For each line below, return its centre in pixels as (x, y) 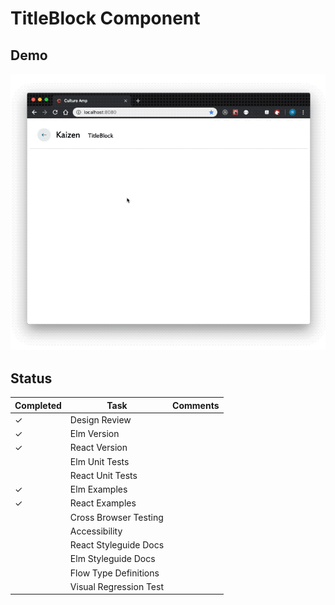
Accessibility (96, 531)
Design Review (100, 419)
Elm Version (94, 434)
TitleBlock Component (105, 18)
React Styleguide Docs (117, 545)
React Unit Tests (103, 475)
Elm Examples (98, 489)
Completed (38, 405)
